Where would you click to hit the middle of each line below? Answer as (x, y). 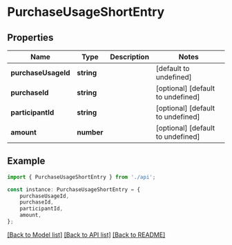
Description (130, 57)
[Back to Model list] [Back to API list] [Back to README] (86, 235)
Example (26, 161)
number (90, 132)
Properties (30, 38)
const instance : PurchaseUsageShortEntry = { (74, 189)
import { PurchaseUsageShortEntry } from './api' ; (81, 177)
